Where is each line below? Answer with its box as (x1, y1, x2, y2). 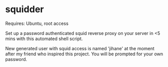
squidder (5, 4, 44, 15)
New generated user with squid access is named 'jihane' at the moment (5, 45, 155, 51)
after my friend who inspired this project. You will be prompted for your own (5, 51, 163, 57)
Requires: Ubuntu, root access (5, 20, 69, 26)
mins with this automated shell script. (5, 36, 83, 42)
